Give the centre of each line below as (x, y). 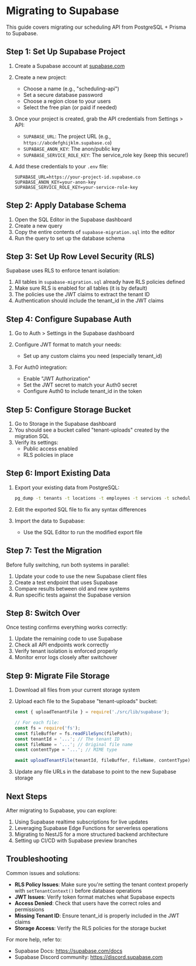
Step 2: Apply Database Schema (66, 206)
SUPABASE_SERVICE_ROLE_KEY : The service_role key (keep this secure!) (106, 155)
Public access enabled (50, 449)
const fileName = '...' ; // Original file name (74, 744)
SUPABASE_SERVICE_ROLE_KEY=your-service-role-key (76, 187)
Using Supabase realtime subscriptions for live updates (81, 822)
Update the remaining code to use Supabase (68, 639)
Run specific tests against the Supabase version (73, 595)
